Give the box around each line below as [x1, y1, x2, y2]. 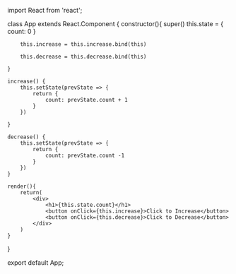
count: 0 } [7, 28, 37, 35]
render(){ [7, 183, 37, 190]
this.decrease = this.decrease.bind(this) [20, 53, 147, 60]
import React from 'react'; [7, 6, 83, 14]
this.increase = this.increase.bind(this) [20, 41, 147, 48]
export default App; [7, 258, 64, 267]
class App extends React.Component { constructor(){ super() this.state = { [7, 20, 224, 28]
